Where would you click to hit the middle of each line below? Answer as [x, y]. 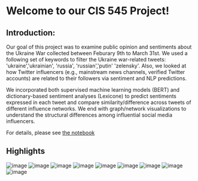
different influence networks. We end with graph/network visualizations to [96, 109]
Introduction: [31, 33]
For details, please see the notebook [51, 132]
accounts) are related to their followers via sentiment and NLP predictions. [97, 78]
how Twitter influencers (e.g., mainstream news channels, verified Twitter [95, 72]
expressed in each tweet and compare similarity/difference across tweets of [99, 102]
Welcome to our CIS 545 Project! [88, 11]
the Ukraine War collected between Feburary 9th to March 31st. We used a [97, 53]
